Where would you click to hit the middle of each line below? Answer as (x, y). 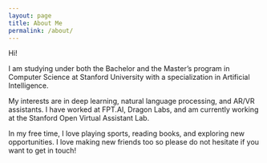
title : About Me (35, 23)
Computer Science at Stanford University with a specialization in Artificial (129, 78)
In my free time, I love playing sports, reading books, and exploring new (126, 133)
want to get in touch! (42, 151)
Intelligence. (29, 85)
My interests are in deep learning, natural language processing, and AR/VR (131, 101)
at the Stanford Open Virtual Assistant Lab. (79, 118)
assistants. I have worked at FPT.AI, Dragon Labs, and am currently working (133, 109)
